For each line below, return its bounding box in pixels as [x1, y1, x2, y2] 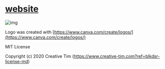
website [5, 3, 39, 15]
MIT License [5, 44, 31, 49]
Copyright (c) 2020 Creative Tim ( [5, 53, 74, 59]
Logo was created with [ [5, 29, 54, 35]
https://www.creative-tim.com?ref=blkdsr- [74, 53, 160, 59]
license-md [5, 58, 29, 64]
